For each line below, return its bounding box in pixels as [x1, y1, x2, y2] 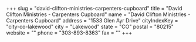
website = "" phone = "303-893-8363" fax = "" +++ [6, 29, 133, 36]
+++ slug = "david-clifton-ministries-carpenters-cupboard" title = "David [6, 5, 183, 12]
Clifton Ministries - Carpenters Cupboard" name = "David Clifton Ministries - [6, 11, 191, 18]
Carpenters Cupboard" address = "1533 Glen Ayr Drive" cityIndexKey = [6, 17, 178, 24]
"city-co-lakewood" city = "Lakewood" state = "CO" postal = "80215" [6, 23, 174, 30]
